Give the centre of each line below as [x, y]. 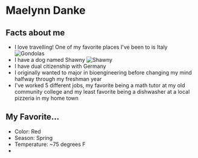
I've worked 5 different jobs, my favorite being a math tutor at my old [100, 85]
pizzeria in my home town [46, 98]
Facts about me [35, 33]
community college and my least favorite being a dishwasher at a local [102, 92]
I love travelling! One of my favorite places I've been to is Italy [91, 47]
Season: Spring [34, 138]
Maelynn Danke [46, 11]
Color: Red [27, 131]
